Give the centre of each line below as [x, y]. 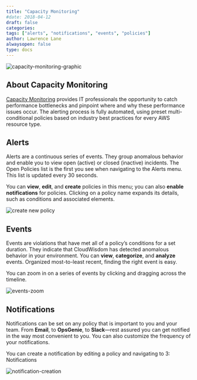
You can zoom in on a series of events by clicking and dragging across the [96, 273]
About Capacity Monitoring [57, 85]
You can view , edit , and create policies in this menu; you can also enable [95, 187]
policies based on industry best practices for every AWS [102, 117]
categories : [21, 28]
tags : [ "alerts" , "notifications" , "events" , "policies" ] [78, 33]
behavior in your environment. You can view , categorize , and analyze [91, 255]
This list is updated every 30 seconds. [52, 175]
